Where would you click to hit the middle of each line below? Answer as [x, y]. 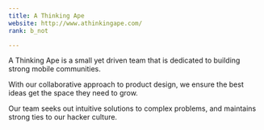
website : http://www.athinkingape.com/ [75, 23]
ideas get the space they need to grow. [73, 93]
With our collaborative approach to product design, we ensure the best [126, 84]
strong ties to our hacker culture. [63, 117]
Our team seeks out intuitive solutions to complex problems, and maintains [132, 108]
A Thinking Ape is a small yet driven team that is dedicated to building [124, 60]
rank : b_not [28, 30]
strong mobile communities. [54, 69]
